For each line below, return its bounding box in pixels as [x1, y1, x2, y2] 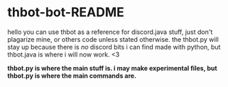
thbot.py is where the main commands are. [7, 71, 137, 80]
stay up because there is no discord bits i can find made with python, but [7, 42, 221, 51]
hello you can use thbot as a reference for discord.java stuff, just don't [7, 28, 213, 36]
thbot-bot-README [7, 4, 124, 21]
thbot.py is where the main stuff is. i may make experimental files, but [7, 64, 218, 72]
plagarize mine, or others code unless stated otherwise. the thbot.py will [7, 35, 219, 43]
